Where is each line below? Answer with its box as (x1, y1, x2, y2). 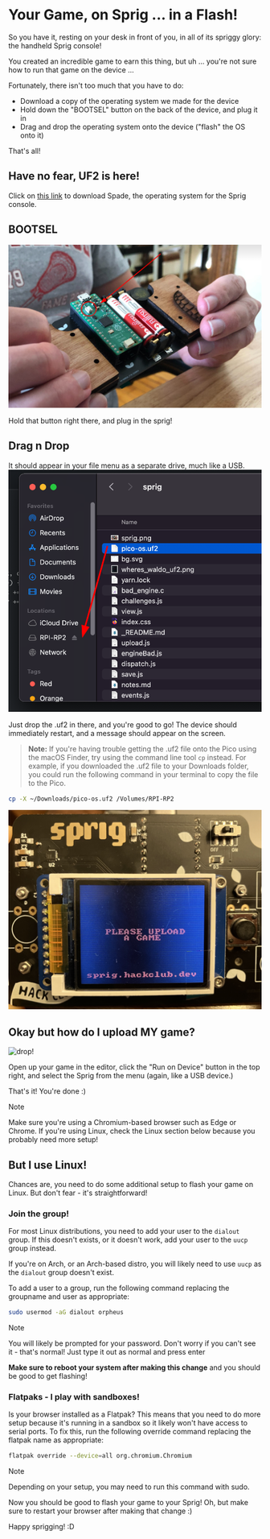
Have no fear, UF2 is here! (8, 169, 141, 183)
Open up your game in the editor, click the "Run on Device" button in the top (8, 1062, 260, 1072)
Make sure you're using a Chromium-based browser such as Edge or (8, 1118, 237, 1127)
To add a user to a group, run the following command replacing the (8, 1283, 230, 1293)
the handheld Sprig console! (8, 40, 102, 50)
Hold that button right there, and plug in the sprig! (8, 416, 173, 425)
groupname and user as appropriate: (8, 1292, 130, 1301)
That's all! (8, 146, 41, 155)
